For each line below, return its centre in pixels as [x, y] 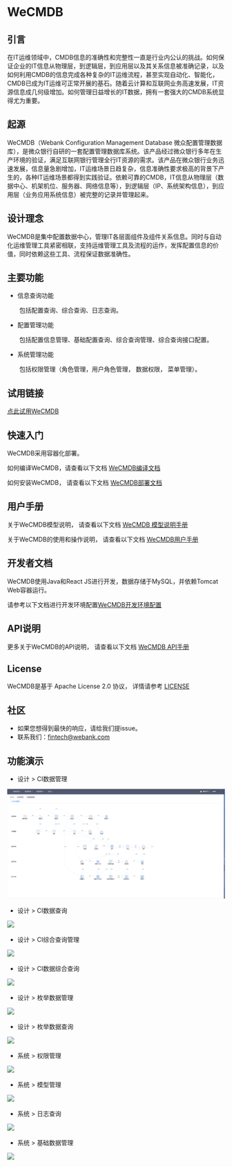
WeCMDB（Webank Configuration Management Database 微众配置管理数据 [115, 142]
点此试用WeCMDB [33, 411]
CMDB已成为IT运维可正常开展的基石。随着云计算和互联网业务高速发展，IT [113, 83]
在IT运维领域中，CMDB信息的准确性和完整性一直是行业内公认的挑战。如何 [113, 57]
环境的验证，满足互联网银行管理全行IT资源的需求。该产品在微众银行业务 [116, 159]
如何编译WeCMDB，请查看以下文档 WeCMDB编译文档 [84, 468]
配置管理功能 [35, 325]
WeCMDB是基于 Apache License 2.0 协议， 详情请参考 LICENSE [98, 686]
